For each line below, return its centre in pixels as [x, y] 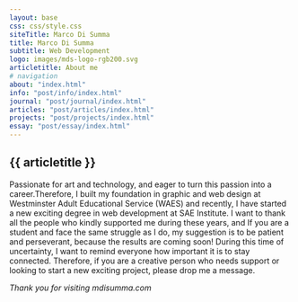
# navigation [34, 76]
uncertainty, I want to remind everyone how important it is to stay [130, 251]
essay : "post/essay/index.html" [70, 127]
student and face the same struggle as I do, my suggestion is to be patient [147, 232]
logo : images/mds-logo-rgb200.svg [74, 59]
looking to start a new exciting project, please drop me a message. [132, 270]
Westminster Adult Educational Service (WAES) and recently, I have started [148, 203]
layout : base [34, 18]
